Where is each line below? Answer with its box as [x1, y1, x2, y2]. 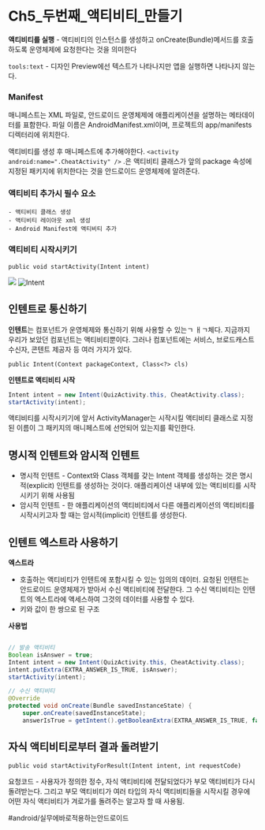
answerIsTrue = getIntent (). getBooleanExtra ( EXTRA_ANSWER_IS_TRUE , [22, 716, 248, 724]
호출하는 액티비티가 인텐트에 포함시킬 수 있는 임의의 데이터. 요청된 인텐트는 [19, 575, 250, 584]
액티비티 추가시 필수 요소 [8, 188, 96, 199]
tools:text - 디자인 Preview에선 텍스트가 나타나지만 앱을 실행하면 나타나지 [8, 61, 241, 71]
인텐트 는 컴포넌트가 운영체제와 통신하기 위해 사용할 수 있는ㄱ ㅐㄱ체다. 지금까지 [8, 325, 251, 334]
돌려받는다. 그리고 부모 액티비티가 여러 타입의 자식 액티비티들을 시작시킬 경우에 [8, 786, 251, 796]
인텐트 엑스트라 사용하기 [8, 535, 118, 549]
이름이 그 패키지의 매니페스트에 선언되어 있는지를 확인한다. [16, 423, 196, 433]
